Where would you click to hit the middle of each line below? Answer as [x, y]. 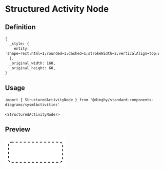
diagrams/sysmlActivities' [32, 105]
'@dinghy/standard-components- [122, 100]
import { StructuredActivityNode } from [47, 100]
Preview [18, 130]
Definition [20, 27]
